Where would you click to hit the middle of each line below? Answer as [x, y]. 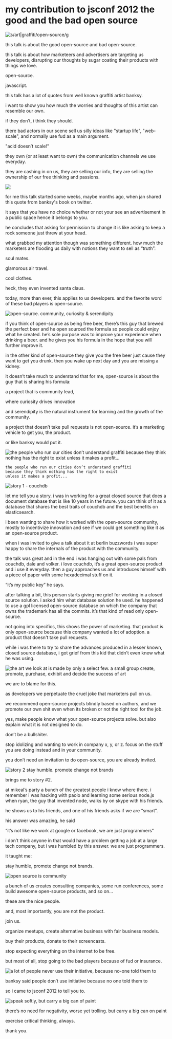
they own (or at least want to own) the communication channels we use [81, 156]
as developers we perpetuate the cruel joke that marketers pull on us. [79, 694]
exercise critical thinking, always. [40, 1020]
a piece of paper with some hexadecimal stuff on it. [59, 575]
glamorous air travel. [27, 268]
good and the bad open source [72, 20]
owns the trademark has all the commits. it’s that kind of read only [75, 611]
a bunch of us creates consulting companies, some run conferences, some [84, 886]
